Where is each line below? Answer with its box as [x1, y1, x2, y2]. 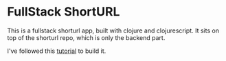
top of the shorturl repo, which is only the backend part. [7, 33, 166, 41]
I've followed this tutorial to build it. [7, 47, 106, 55]
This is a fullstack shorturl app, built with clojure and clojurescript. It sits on [7, 26, 220, 35]
